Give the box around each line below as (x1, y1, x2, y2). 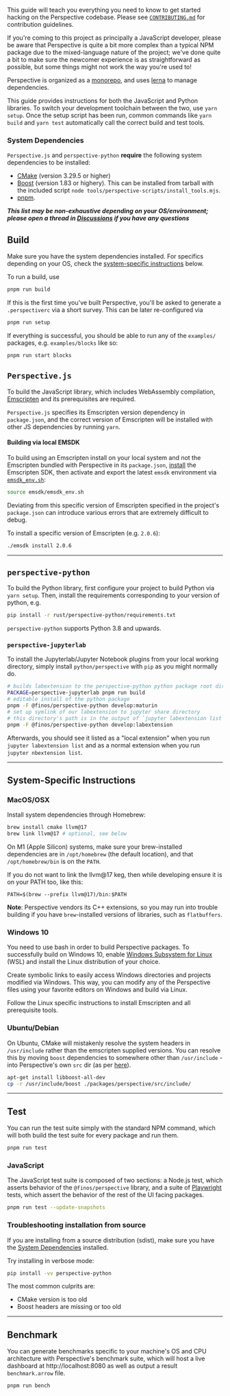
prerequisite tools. (7, 1006, 58, 1014)
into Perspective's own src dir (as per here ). (7, 1061, 131, 1069)
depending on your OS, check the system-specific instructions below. (7, 260, 204, 268)
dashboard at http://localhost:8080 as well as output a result (7, 1362, 178, 1370)
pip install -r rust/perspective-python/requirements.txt (7, 612, 176, 619)
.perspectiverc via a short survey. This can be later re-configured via (7, 305, 203, 314)
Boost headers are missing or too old (16, 1303, 122, 1311)
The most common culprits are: (7, 1282, 96, 1290)
